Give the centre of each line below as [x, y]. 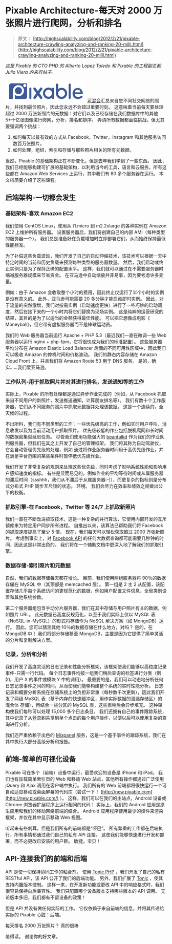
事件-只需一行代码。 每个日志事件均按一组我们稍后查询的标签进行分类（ [81, 673]
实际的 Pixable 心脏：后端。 [35, 915]
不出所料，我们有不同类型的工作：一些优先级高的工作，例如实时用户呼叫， [84, 424]
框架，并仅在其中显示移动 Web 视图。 [45, 817]
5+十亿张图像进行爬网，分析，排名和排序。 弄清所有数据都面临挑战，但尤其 [85, 120]
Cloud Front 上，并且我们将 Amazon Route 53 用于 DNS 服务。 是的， [79, 361]
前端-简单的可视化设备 [40, 759]
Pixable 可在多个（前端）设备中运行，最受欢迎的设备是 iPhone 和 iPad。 [81, 772]
